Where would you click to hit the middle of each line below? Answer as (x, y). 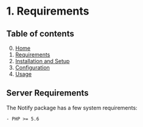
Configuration (32, 67)
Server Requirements (48, 93)
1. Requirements (48, 11)
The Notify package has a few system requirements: (72, 108)
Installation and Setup (42, 61)
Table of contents (40, 34)
